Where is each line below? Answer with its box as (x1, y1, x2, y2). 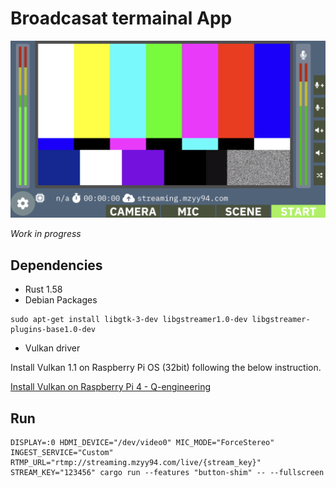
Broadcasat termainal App (10, 7, 233, 30)
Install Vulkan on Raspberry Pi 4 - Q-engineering (10, 381, 212, 393)
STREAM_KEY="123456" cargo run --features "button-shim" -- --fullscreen (10, 468, 325, 478)
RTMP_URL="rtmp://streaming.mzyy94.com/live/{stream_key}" (10, 458, 262, 468)
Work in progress (10, 228, 82, 240)
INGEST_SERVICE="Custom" (10, 448, 114, 458)
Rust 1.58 (24, 283, 63, 296)
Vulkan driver (24, 342, 81, 354)
